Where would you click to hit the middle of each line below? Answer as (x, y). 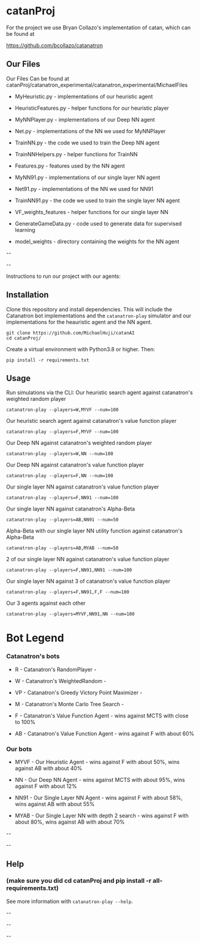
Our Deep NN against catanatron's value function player (75, 465)
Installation (27, 295)
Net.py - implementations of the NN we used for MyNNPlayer (90, 131)
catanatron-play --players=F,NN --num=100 (60, 476)
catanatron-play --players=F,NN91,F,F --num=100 (68, 592)
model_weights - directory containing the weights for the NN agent (97, 241)
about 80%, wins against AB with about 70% (70, 822)
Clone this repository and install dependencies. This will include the (89, 309)
